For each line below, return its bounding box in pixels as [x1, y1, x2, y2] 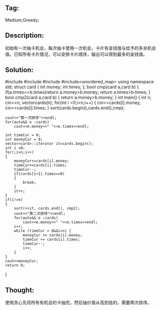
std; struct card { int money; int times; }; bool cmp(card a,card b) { [5, 84, 139, 90]
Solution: [5, 66, 33, 74]
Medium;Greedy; [5, 17, 39, 23]
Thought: [5, 286, 34, 294]
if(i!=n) [5, 197, 23, 203]
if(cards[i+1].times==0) [14, 172, 65, 176]
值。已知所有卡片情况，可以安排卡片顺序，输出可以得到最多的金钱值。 [5, 51, 148, 57]
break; [23, 180, 36, 185]
